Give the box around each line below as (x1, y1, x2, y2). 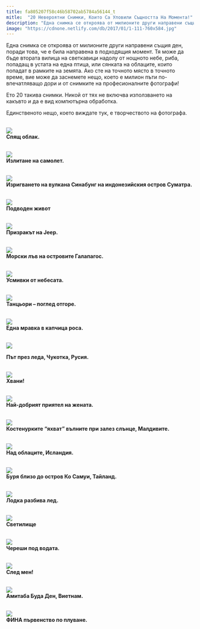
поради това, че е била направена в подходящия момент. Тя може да (6, 48, 185, 56)
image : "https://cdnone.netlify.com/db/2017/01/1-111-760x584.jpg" (6, 25, 177, 32)
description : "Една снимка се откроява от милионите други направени (6, 20, 183, 26)
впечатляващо (6, 80, 43, 87)
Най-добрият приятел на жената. (6, 401, 94, 409)
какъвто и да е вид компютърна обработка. (6, 98, 118, 105)
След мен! (6, 569, 34, 576)
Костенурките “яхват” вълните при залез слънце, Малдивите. (6, 425, 170, 432)
